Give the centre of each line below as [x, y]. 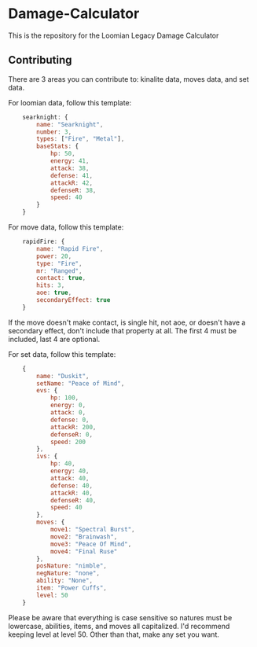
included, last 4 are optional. [54, 339]
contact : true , [61, 278]
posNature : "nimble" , [72, 566]
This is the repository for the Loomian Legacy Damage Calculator [114, 35]
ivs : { [47, 457]
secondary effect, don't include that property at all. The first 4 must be [123, 330]
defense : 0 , [70, 420]
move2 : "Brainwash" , [84, 537]
